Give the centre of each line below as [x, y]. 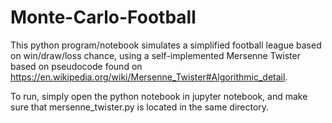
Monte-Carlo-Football [103, 17]
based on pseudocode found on [76, 66]
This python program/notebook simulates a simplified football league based [166, 45]
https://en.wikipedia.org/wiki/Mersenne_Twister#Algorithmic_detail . [149, 77]
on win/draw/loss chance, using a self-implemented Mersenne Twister [155, 55]
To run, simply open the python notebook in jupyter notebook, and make [159, 96]
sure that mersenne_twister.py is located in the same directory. [140, 107]
